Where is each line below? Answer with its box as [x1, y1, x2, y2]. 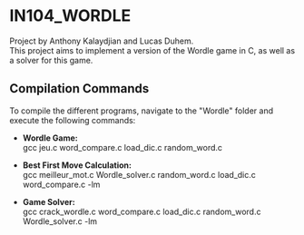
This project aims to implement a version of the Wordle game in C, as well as [9, 44, 296, 55]
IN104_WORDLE [9, 5, 132, 26]
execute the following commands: [9, 114, 136, 125]
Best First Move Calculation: [22, 160, 132, 171]
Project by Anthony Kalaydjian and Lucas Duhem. [9, 35, 194, 46]
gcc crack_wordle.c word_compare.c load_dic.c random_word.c [22, 206, 261, 217]
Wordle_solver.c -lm [22, 215, 98, 227]
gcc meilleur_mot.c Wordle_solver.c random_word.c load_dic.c [22, 169, 257, 180]
